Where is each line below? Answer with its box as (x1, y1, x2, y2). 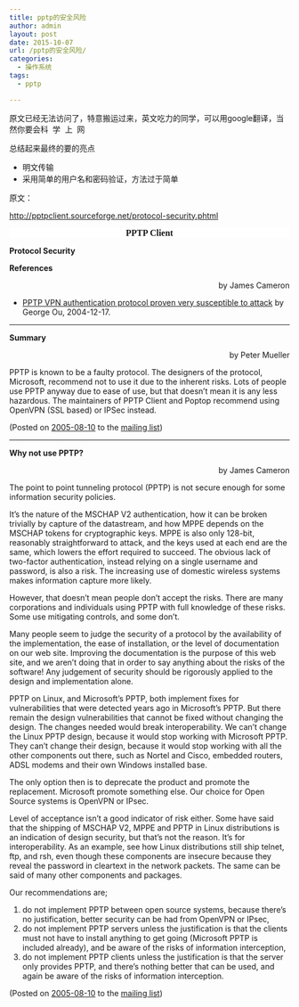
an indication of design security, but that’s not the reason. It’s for (9, 831, 246, 842)
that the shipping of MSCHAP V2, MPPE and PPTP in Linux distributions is (9, 822, 280, 833)
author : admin (9, 21, 62, 30)
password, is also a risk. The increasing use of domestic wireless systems (9, 565, 280, 576)
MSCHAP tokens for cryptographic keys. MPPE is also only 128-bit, (9, 528, 255, 538)
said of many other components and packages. (9, 870, 182, 880)
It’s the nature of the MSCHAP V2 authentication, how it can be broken (9, 509, 268, 520)
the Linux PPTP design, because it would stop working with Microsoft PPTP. (9, 731, 287, 741)
